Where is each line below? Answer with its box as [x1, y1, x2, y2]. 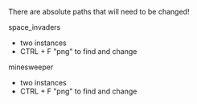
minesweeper [8, 62, 54, 72]
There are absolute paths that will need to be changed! [8, 7, 190, 16]
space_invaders [8, 23, 61, 31]
